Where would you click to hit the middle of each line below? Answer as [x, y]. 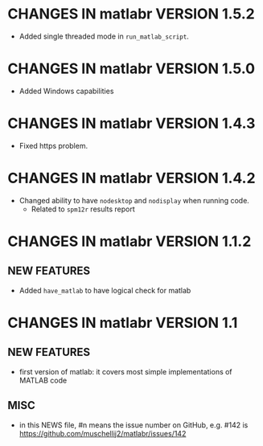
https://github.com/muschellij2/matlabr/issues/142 [103, 433]
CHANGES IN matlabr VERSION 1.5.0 [131, 69]
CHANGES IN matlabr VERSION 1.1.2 [129, 241]
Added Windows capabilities [66, 91]
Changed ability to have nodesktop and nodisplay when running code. [134, 200]
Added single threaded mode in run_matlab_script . [104, 36]
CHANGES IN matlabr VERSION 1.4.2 [131, 178]
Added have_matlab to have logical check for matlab [105, 290]
